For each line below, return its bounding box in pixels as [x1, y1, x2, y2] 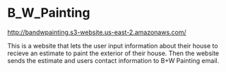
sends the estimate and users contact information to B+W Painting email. [7, 56, 220, 64]
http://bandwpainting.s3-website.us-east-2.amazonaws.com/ [7, 28, 187, 36]
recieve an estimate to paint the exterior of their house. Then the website [7, 49, 220, 57]
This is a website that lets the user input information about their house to [7, 41, 218, 50]
